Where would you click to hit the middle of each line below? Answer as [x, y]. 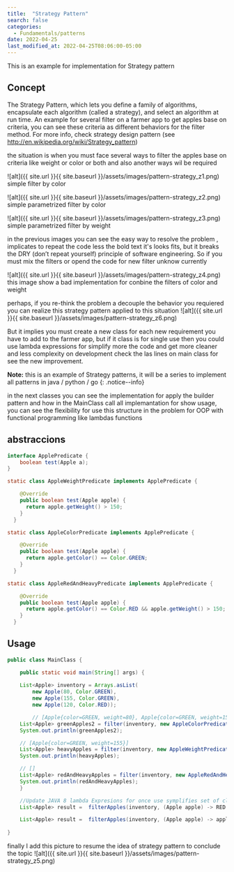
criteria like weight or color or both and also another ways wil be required [112, 163]
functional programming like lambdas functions [75, 418]
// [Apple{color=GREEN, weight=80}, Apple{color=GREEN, [115, 717]
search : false [28, 20]
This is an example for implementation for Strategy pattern [91, 66]
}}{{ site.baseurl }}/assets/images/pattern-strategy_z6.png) [92, 317]
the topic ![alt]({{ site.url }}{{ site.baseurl [65, 854]
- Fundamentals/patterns [49, 33]
